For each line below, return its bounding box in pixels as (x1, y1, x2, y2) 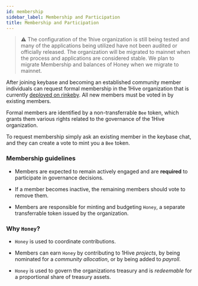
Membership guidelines (6, 155, 76, 163)
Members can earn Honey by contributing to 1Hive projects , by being (14, 249, 180, 256)
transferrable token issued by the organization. (14, 210, 129, 217)
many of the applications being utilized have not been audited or (20, 42, 177, 49)
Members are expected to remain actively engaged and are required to (14, 168, 188, 175)
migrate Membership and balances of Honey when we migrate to (20, 61, 179, 68)
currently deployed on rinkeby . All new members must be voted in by (6, 91, 174, 98)
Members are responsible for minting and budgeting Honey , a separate (14, 203, 185, 210)
